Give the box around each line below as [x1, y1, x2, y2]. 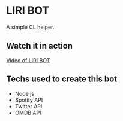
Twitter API [14, 102, 43, 110]
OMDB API [14, 109, 41, 116]
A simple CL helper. [6, 23, 55, 31]
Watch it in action [6, 41, 73, 51]
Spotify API [14, 96, 43, 104]
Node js [14, 90, 35, 97]
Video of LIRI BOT [6, 56, 50, 63]
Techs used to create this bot [6, 74, 118, 84]
